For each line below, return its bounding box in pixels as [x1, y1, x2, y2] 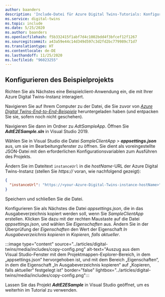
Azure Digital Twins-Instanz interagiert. [5, 94, 84, 100]
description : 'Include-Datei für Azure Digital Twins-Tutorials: [5, 12, 141, 17]
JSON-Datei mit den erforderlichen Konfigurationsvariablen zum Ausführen [5, 148, 157, 155]
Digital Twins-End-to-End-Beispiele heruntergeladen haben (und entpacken [5, 108, 159, 114]
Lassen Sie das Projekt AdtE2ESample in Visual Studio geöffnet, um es [5, 282, 149, 288]
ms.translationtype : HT [5, 44, 54, 49]
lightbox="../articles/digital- [95, 267, 151, 273]
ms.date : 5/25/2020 [5, 26, 45, 30]
